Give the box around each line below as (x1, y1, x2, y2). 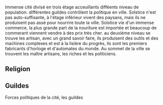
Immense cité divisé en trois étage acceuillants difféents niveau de (5, 4, 139, 10)
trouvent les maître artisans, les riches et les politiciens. (5, 51, 117, 57)
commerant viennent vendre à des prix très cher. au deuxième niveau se (5, 30, 151, 36)
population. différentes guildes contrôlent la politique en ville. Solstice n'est (5, 9, 156, 15)
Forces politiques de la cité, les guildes (5, 95, 83, 101)
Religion (5, 65, 31, 73)
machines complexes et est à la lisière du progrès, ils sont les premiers (5, 41, 147, 46)
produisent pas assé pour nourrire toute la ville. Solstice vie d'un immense (5, 20, 154, 25)
